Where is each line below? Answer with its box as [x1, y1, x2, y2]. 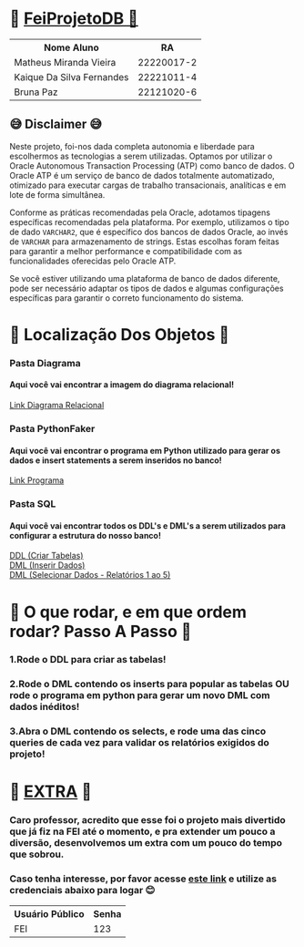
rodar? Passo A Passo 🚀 [9, 621, 192, 642]
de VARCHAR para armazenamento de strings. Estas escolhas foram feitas [9, 236, 279, 247]
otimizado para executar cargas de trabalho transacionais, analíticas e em [9, 180, 287, 190]
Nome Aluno [44, 41, 99, 54]
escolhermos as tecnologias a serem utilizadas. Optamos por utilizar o [9, 150, 273, 161]
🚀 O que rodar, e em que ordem [9, 602, 248, 623]
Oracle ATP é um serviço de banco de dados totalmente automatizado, [9, 170, 275, 180]
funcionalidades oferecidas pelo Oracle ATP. [9, 255, 177, 266]
